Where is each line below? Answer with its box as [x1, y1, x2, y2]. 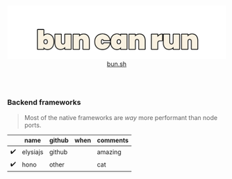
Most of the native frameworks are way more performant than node [24, 113, 217, 121]
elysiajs [22, 148, 44, 156]
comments [97, 136, 129, 144]
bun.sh [106, 60, 127, 68]
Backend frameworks [7, 98, 81, 108]
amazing [97, 148, 122, 156]
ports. [24, 121, 42, 129]
